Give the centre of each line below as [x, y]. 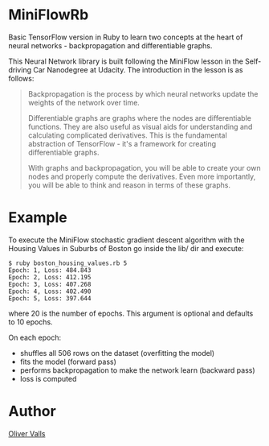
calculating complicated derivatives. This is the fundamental [127, 135]
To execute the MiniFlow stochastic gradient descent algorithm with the [126, 240]
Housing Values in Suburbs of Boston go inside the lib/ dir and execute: [126, 248]
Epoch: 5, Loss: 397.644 [50, 298]
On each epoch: [35, 337]
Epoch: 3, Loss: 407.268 [50, 284]
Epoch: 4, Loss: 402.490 [50, 291]
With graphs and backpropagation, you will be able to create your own [144, 167]
